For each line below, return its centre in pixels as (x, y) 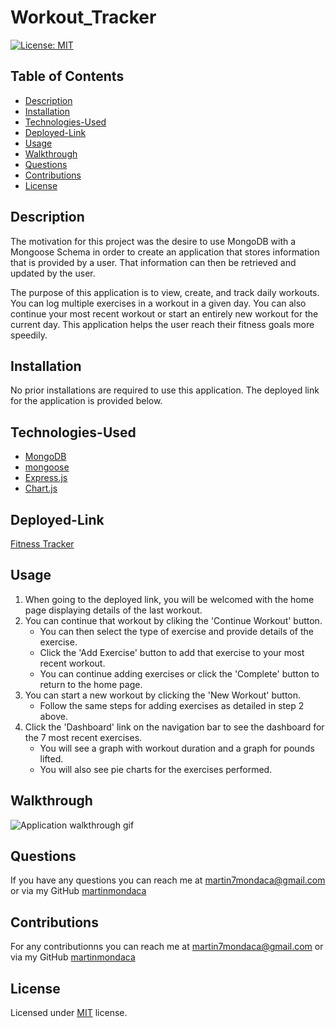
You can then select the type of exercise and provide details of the (176, 631)
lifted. (51, 758)
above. (53, 716)
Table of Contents (67, 76)
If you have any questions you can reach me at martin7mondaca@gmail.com (168, 880)
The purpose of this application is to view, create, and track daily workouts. (165, 292)
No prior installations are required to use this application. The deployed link (165, 390)
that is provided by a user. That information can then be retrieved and (153, 262)
